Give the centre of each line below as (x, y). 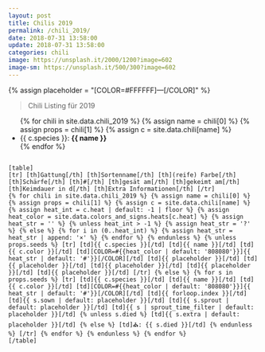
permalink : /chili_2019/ (49, 30)
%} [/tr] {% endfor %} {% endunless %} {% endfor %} (97, 334)
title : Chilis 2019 (41, 23)
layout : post (30, 16)
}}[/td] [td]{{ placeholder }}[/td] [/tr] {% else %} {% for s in (121, 272)
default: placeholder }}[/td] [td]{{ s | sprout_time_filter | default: (131, 307)
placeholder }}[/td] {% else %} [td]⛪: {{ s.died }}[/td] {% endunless (131, 325)
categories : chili (39, 53)
